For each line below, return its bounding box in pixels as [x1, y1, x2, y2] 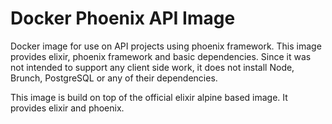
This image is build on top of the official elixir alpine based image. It [10, 91, 288, 103]
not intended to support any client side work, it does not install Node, [10, 61, 295, 73]
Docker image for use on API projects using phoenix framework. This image [10, 40, 322, 52]
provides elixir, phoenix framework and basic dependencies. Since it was [10, 50, 312, 62]
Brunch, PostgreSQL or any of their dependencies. [10, 72, 218, 84]
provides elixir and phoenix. [10, 102, 125, 114]
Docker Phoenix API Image [10, 7, 236, 30]
